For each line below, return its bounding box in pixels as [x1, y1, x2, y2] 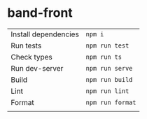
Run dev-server [10, 63, 64, 73]
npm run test [85, 41, 129, 50]
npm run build [85, 76, 133, 83]
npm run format [85, 98, 136, 106]
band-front [7, 5, 73, 21]
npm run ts [85, 52, 122, 61]
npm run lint [85, 87, 129, 95]
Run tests [10, 41, 42, 50]
